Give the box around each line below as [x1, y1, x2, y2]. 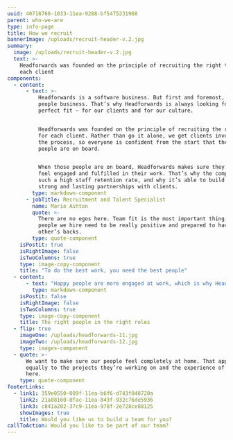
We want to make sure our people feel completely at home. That [25, 357, 216, 365]
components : [7, 74, 42, 82]
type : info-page [7, 23, 54, 30]
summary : [7, 42, 33, 49]
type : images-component [19, 345, 89, 352]
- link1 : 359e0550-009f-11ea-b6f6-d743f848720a [13, 390, 154, 397]
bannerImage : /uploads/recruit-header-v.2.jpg [7, 36, 144, 43]
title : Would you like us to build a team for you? [19, 416, 172, 423]
